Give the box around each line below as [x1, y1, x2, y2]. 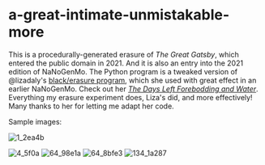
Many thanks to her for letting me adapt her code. [8, 101, 174, 111]
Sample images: [8, 116, 62, 126]
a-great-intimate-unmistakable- [8, 6, 230, 24]
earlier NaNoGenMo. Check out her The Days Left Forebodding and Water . [8, 83, 259, 94]
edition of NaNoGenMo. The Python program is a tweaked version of [8, 66, 237, 76]
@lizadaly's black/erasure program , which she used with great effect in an [8, 75, 257, 85]
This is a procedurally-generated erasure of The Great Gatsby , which [8, 49, 239, 59]
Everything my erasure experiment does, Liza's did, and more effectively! [8, 92, 253, 102]
